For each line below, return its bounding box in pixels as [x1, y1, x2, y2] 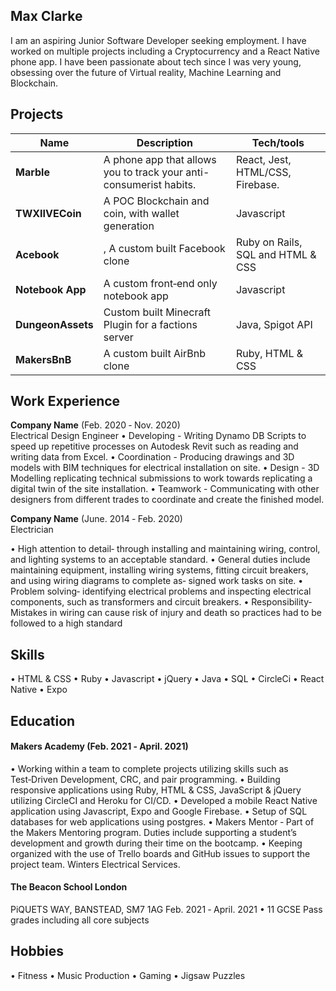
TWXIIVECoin [15, 206, 82, 220]
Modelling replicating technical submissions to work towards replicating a [10, 472, 313, 484]
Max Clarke [10, 8, 83, 25]
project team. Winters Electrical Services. [10, 858, 181, 870]
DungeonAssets [15, 317, 94, 331]
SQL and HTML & [235, 247, 317, 261]
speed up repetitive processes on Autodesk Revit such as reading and [10, 440, 299, 453]
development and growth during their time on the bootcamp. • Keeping [10, 837, 303, 849]
